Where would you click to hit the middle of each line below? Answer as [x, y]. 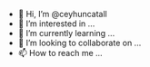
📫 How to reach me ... [60, 53]
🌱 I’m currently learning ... [66, 33]
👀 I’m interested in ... [56, 24]
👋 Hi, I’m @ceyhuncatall [62, 14]
